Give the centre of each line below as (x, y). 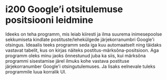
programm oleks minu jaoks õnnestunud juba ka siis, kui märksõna (76, 55)
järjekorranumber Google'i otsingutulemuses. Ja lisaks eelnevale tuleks (80, 66)
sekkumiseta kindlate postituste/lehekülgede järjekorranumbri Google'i (80, 39)
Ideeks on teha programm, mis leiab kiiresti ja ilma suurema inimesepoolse (84, 34)
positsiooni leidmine (49, 20)
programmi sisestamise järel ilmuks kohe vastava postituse (67, 61)
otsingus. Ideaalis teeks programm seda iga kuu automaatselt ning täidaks (83, 45)
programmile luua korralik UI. (36, 71)
